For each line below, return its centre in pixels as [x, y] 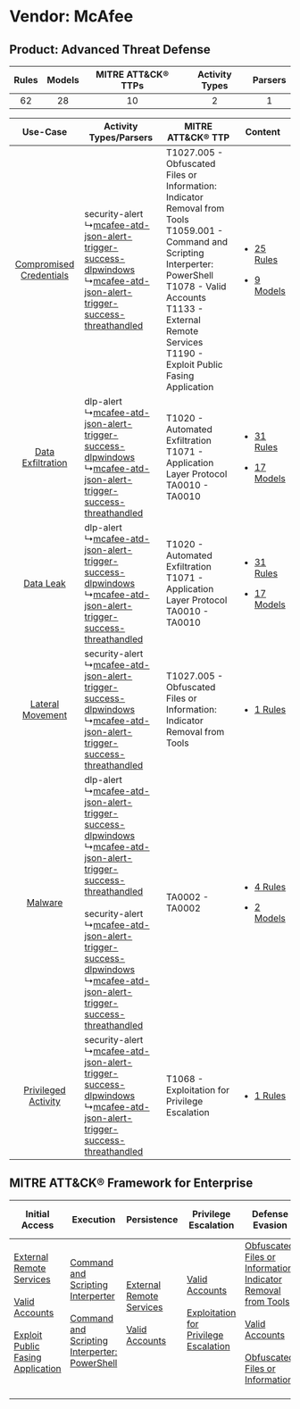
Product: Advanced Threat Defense [110, 50]
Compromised [45, 264]
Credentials [45, 275]
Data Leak [45, 584]
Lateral [45, 704]
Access [37, 1225]
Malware [45, 902]
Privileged [45, 1090]
